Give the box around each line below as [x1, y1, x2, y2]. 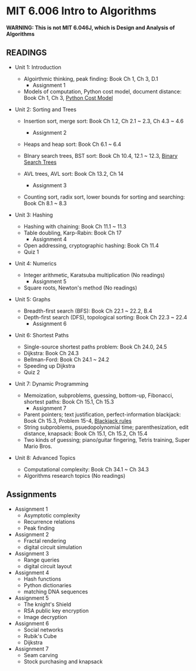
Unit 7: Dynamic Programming [14, 380, 89, 387]
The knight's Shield [23, 600, 71, 608]
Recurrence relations [23, 518, 76, 525]
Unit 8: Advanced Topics [14, 454, 76, 461]
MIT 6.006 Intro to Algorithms [6, 4, 157, 18]
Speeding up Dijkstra [23, 362, 76, 369]
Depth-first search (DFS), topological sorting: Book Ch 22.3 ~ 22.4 [23, 313, 188, 321]
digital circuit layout [23, 562, 72, 569]
